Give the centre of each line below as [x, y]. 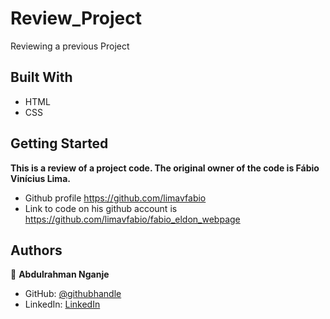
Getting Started [59, 143]
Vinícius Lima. [40, 178]
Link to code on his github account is [101, 208]
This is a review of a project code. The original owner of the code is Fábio [165, 168]
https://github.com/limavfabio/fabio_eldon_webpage [132, 219]
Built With [41, 77]
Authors [36, 250]
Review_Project [76, 18]
